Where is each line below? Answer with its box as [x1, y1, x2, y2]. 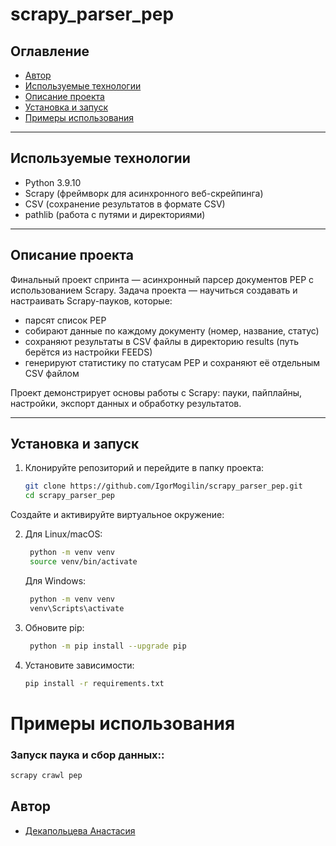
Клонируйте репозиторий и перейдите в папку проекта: [24, 462, 265, 474]
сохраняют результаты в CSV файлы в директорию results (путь [24, 335, 300, 347]
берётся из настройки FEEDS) [24, 346, 153, 358]
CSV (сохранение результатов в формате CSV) [24, 198, 226, 210]
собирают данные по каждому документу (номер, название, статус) [24, 324, 320, 337]
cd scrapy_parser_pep [24, 491, 115, 501]
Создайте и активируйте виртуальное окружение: [10, 509, 225, 521]
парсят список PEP [24, 314, 107, 326]
